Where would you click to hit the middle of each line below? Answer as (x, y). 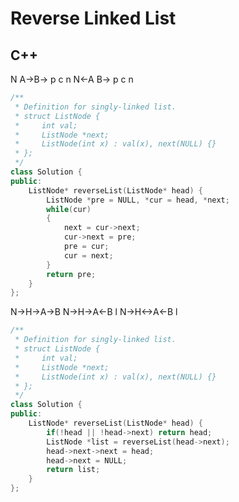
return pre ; (71, 274)
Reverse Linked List (93, 18)
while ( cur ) (69, 209)
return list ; (73, 470)
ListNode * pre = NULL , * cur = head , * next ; (138, 200)
